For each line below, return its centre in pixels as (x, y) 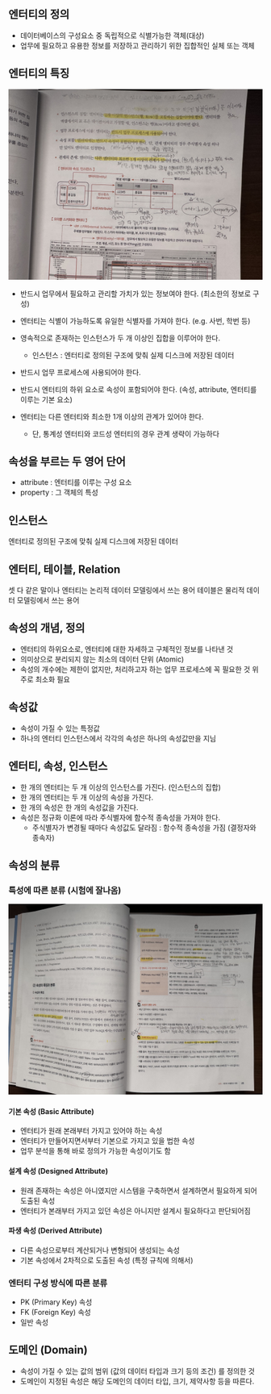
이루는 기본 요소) (46, 399)
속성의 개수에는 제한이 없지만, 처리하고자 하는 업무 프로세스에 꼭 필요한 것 (135, 669)
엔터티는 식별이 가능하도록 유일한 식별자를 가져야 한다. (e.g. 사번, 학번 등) (135, 320)
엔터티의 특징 (39, 74)
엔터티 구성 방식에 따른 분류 (58, 1283)
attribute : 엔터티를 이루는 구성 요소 (76, 482)
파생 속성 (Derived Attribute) (55, 1231)
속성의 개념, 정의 (47, 628)
